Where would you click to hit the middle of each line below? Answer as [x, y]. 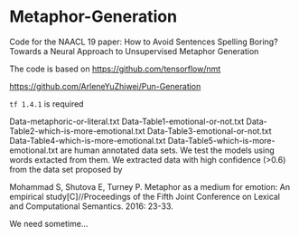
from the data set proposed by [66, 169]
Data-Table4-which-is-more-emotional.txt [88, 140]
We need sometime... [49, 223]
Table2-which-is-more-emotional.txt [78, 131]
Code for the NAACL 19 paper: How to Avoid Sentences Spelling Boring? [144, 42]
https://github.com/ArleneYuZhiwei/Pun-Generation [105, 86]
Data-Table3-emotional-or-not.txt [210, 131]
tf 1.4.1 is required [47, 104]
